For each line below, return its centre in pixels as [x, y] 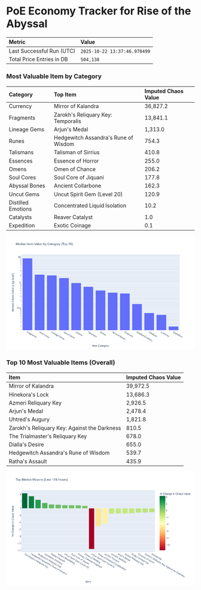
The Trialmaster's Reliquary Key [48, 436]
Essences [21, 161]
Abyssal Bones [27, 186]
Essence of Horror [76, 161]
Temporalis [68, 121]
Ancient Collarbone [77, 186]
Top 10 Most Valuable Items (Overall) [61, 363]
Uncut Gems [24, 194]
